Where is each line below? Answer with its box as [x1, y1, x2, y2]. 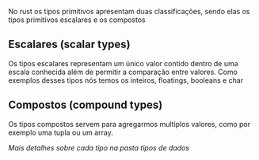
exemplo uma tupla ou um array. [8, 128, 113, 137]
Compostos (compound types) [8, 99, 163, 112]
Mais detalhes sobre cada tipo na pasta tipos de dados [8, 143, 190, 152]
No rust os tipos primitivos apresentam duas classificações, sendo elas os [8, 7, 250, 16]
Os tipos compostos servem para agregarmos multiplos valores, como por [8, 119, 251, 128]
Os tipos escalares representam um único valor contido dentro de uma [8, 58, 239, 68]
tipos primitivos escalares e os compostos [8, 15, 146, 24]
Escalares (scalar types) [8, 38, 131, 51]
